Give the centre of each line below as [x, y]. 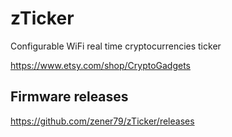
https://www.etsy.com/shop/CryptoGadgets [101, 65]
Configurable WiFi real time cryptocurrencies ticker [116, 46]
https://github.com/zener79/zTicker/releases [102, 121]
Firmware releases [69, 97]
